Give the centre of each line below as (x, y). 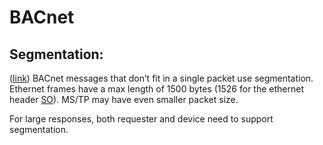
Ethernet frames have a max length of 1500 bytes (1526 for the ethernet (156, 89)
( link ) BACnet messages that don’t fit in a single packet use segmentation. (161, 78)
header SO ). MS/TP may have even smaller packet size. (124, 99)
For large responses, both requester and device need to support (141, 119)
